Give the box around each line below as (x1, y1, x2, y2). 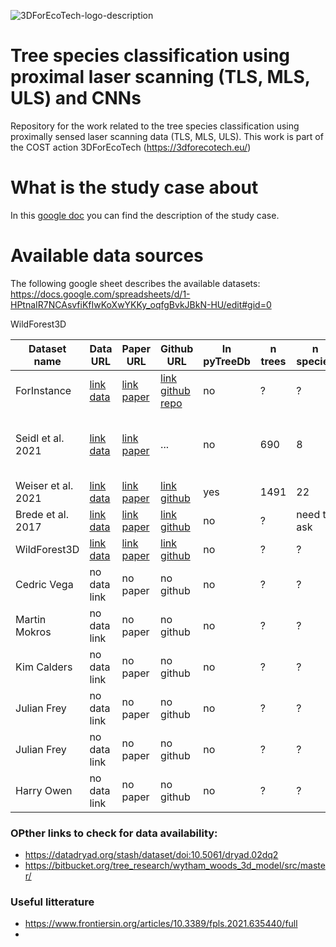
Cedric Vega (15, 577, 74, 591)
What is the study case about (10, 176, 259, 199)
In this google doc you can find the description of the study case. (10, 209, 280, 221)
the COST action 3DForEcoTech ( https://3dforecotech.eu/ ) (10, 141, 252, 153)
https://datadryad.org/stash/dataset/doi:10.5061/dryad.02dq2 (24, 849, 279, 861)
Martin (15, 612, 47, 626)
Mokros (15, 625, 52, 639)
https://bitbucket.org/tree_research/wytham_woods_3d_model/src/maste (24, 860, 326, 872)
